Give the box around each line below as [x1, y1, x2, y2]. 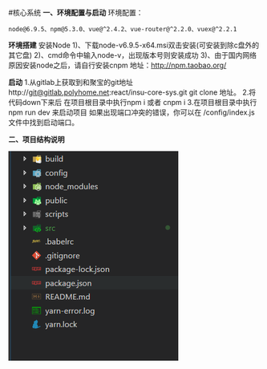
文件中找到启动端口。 [8, 118, 79, 127]
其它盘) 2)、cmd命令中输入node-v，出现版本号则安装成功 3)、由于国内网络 [8, 51, 257, 59]
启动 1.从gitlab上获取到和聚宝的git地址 [8, 78, 134, 87]
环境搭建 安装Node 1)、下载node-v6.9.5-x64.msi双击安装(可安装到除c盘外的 [8, 40, 259, 50]
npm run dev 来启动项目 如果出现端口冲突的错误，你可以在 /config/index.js [8, 107, 255, 117]
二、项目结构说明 [8, 135, 65, 144]
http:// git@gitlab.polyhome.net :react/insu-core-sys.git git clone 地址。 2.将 [8, 87, 257, 97]
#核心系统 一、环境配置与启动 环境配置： [8, 8, 144, 17]
